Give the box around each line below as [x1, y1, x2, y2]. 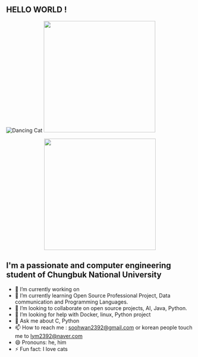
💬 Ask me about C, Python [14, 317, 80, 324]
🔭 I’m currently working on [14, 285, 80, 293]
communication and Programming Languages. [14, 298, 128, 305]
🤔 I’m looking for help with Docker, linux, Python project [14, 311, 151, 318]
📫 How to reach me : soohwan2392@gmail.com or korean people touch [14, 324, 193, 331]
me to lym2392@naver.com [14, 332, 83, 339]
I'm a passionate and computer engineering [6, 261, 171, 271]
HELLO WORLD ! [6, 5, 67, 15]
